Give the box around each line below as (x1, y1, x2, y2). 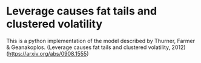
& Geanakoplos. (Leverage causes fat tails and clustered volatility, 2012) (6, 44, 186, 51)
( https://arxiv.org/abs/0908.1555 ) (6, 50, 89, 57)
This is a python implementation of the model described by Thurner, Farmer (6, 37, 196, 44)
